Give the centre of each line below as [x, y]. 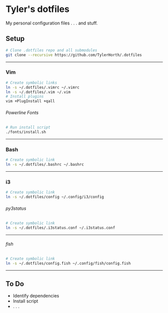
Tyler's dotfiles [38, 9]
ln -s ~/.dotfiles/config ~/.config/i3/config [55, 197]
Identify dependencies [36, 296]
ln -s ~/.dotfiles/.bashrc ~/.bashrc [45, 165]
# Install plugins [25, 97]
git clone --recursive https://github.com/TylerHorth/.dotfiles [74, 55]
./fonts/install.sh [26, 132]
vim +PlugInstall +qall [30, 101]
